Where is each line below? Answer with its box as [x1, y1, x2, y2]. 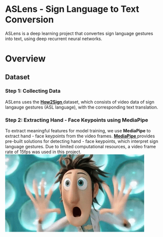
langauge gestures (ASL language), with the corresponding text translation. [5, 104, 159, 110]
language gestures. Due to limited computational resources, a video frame [5, 144, 156, 150]
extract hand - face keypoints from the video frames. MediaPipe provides [5, 133, 155, 139]
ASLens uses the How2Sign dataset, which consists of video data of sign [5, 99, 155, 105]
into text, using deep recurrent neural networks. [5, 36, 102, 42]
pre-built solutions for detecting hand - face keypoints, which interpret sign [5, 138, 159, 144]
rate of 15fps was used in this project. [5, 149, 81, 155]
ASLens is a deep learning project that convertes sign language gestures [5, 30, 153, 36]
